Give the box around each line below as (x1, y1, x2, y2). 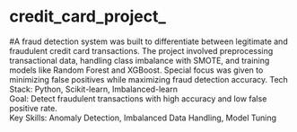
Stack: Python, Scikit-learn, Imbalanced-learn (9, 84, 178, 94)
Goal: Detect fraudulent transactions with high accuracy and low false (9, 92, 267, 104)
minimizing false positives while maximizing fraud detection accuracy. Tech (9, 74, 289, 84)
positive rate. (9, 102, 58, 113)
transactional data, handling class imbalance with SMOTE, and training (9, 55, 270, 66)
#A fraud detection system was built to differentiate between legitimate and (9, 36, 289, 47)
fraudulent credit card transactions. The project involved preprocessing (9, 45, 274, 56)
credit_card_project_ (9, 6, 166, 27)
